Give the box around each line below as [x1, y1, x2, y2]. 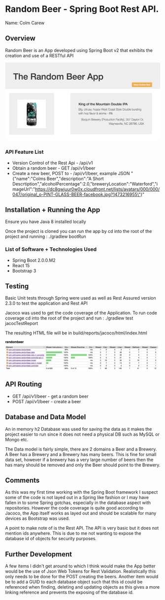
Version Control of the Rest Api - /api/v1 [12, 160, 93, 166]
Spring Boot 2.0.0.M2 [12, 257, 56, 263]
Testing [5, 282, 29, 290]
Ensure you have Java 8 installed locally [5, 219, 86, 225]
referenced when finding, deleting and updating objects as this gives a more [5, 584, 160, 590]
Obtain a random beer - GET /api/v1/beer [12, 165, 96, 171]
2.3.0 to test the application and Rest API [5, 300, 88, 306]
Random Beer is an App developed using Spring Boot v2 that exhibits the [5, 47, 153, 53]
